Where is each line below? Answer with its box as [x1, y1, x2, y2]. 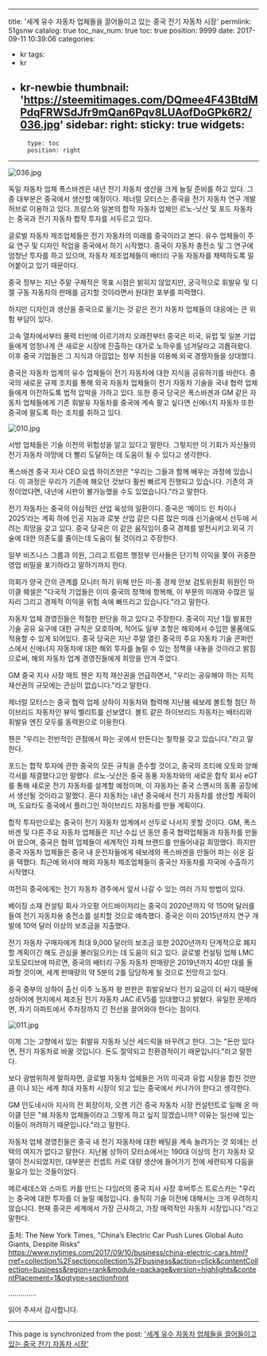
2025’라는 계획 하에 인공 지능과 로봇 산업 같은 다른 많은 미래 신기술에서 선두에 [8, 513, 250, 523]
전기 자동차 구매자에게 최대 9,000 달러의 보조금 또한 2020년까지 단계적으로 [8, 937, 242, 947]
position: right [27, 146, 81, 154]
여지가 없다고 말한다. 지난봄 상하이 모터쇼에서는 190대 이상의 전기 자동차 [22, 1146, 246, 1156]
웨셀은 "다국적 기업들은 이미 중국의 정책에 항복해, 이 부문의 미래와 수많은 [22, 587, 246, 596]
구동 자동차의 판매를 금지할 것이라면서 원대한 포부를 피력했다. [16, 287, 206, 296]
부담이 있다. [16, 314, 53, 324]
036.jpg [19, 118, 60, 132]
